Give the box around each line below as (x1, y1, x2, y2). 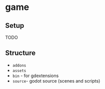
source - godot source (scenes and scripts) (12, 78, 100, 84)
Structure (5, 49, 36, 57)
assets (12, 68, 26, 73)
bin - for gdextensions (12, 73, 59, 79)
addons (12, 63, 26, 68)
